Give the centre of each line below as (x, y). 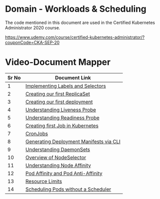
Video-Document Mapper (58, 62)
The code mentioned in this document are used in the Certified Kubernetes (80, 22)
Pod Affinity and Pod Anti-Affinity (64, 173)
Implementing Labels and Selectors (66, 86)
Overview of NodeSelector (56, 157)
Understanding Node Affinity (58, 165)
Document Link (73, 78)
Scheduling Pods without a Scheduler (68, 189)
